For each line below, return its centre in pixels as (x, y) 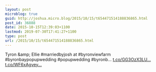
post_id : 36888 (20, 23)
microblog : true (21, 14)
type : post (16, 36)
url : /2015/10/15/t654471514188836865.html (50, 41)
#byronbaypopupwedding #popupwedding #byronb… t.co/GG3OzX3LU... (78, 59)
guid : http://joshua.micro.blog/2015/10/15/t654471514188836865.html (77, 18)
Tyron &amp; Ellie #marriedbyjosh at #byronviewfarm (58, 54)
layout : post (18, 9)
